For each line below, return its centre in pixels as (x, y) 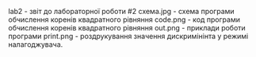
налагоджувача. (36, 45)
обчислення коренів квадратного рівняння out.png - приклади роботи (127, 28)
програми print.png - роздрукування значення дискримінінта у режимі (128, 36)
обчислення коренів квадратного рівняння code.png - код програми (124, 20)
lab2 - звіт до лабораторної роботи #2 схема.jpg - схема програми (122, 11)
